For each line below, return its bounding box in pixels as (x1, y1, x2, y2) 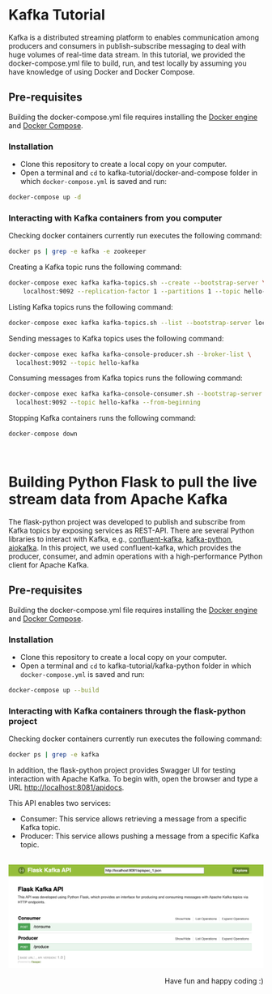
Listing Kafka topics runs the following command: (8, 302, 174, 311)
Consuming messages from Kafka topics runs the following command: (8, 373, 243, 383)
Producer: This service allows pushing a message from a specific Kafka (19, 831, 260, 841)
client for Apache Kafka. (8, 560, 89, 570)
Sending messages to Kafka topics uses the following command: (8, 333, 224, 343)
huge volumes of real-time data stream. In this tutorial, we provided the (8, 49, 245, 59)
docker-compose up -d (8, 193, 82, 202)
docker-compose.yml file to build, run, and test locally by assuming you (8, 58, 247, 68)
